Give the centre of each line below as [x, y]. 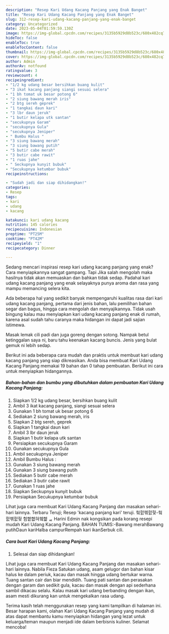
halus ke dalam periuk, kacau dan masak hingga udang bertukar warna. [79, 575]
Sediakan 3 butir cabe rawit [41, 481]
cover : [13, 57]
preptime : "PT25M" [25, 234]
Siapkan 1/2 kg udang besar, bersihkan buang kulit [65, 400]
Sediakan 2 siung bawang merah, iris [51, 416]
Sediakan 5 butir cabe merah [43, 475]
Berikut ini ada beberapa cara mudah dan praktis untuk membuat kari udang [84, 355]
